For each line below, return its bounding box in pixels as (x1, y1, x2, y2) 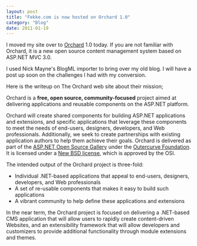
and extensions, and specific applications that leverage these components (6, 119, 187, 126)
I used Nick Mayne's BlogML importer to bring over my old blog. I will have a (6, 65, 192, 73)
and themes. (6, 234, 37, 241)
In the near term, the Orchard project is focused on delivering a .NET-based (6, 209, 190, 216)
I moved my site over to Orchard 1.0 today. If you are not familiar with (6, 41, 173, 48)
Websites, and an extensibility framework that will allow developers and (6, 222, 180, 229)
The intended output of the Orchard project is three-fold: (6, 161, 144, 168)
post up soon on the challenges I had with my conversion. (6, 71, 146, 78)
